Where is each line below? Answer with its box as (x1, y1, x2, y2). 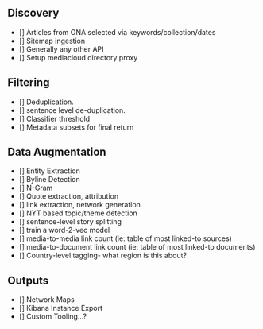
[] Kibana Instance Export (18, 304, 102, 313)
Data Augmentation (7, 145, 106, 159)
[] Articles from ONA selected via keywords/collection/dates (18, 27, 216, 37)
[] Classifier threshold (18, 114, 91, 123)
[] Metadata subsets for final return (18, 122, 134, 132)
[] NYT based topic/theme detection (18, 208, 138, 218)
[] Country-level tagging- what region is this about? (18, 250, 188, 261)
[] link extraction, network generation (18, 200, 141, 210)
